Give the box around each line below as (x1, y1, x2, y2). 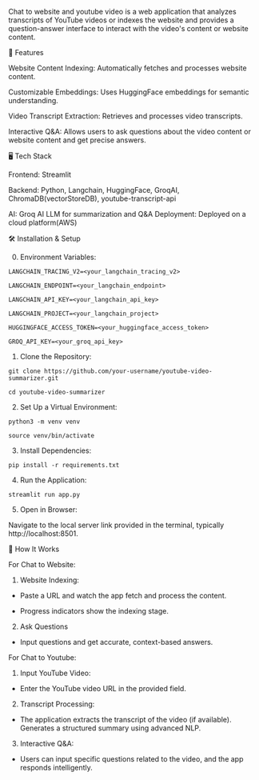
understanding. (8, 96, 58, 105)
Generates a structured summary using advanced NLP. (19, 723, 201, 733)
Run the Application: (19, 475, 87, 485)
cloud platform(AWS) (8, 218, 78, 227)
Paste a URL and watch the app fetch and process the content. (19, 591, 227, 600)
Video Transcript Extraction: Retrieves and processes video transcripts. (8, 111, 244, 121)
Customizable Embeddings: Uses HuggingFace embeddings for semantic (8, 87, 249, 97)
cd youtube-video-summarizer (8, 388, 106, 396)
